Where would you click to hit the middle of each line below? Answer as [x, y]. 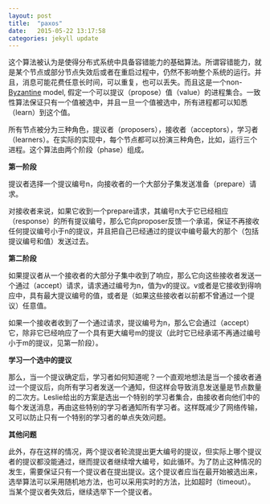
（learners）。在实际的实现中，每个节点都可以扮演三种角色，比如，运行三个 [133, 140]
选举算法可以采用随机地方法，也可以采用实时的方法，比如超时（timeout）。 [132, 482]
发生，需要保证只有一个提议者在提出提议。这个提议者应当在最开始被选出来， [135, 472]
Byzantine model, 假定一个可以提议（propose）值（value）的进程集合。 [128, 93]
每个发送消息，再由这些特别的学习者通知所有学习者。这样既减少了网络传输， [135, 407]
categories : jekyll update [53, 38]
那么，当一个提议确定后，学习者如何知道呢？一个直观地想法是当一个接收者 [131, 377]
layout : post [30, 16]
